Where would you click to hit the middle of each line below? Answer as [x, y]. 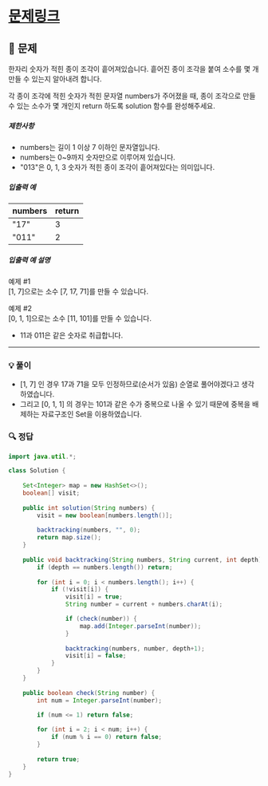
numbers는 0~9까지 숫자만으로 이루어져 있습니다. [97, 157]
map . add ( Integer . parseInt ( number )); [140, 626]
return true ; [59, 759]
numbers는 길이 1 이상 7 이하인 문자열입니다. [90, 147]
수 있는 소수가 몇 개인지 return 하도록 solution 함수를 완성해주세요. [112, 106]
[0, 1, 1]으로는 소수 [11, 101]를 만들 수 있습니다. [80, 318]
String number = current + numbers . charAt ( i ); [144, 604]
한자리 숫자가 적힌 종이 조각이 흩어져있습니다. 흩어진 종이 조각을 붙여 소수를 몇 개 [134, 69]
